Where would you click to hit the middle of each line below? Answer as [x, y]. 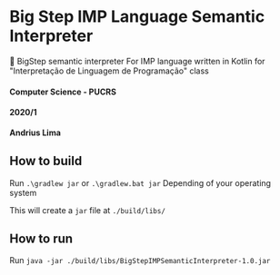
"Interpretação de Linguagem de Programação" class [109, 71]
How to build [46, 161]
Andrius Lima [35, 133]
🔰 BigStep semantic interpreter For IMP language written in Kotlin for [137, 61]
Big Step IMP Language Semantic [137, 17]
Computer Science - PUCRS [63, 92]
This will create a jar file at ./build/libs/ [88, 210]
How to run [41, 238]
